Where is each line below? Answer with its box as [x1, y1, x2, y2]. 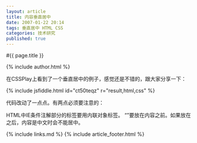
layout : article [6, 8, 46, 15]
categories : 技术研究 [6, 30, 56, 36]
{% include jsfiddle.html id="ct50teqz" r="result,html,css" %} [6, 87, 155, 94]
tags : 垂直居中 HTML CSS [6, 25, 64, 31]
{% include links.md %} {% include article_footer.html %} [6, 131, 145, 138]
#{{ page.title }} [6, 52, 44, 59]
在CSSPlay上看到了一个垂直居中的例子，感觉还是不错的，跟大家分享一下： [6, 76, 187, 82]
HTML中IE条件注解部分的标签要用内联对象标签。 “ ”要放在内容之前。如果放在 [6, 112, 191, 118]
